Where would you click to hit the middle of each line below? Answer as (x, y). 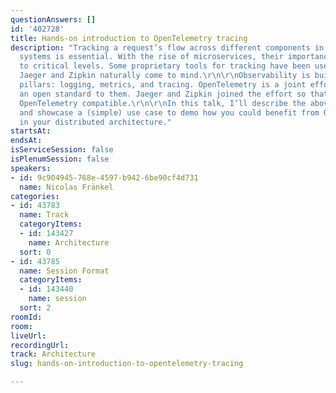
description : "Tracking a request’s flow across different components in (167, 47)
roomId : (26, 317)
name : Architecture (69, 242)
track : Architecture (53, 354)
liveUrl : (28, 336)
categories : (35, 196)
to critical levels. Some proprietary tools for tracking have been (165, 66)
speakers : (31, 168)
